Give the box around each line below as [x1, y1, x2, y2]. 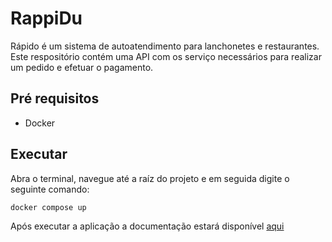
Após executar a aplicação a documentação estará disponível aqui [10, 220, 285, 232]
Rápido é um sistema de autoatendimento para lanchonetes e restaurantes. [10, 40, 320, 52]
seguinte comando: [10, 183, 90, 195]
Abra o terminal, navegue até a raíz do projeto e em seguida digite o [10, 172, 290, 184]
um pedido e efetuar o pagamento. [10, 61, 154, 73]
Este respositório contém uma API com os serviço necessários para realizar [10, 50, 322, 62]
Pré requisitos [10, 90, 100, 107]
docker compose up [10, 202, 87, 212]
